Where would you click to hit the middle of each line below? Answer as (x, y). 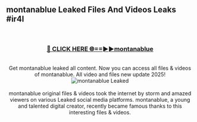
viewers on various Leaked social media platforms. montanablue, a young (100, 100)
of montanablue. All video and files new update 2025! (100, 74)
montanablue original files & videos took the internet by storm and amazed (100, 93)
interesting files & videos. (100, 112)
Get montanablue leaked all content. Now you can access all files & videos (100, 68)
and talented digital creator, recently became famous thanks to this (100, 106)
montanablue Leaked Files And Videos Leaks (91, 10)
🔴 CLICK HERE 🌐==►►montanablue (100, 49)
